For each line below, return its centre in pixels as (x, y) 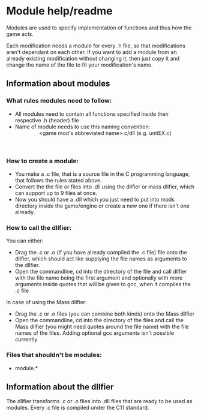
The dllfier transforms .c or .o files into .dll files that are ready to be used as (99, 401)
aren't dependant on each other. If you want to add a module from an (91, 52)
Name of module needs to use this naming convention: (82, 127)
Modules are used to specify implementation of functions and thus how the (99, 28)
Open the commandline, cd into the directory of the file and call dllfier (101, 272)
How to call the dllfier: (39, 227)
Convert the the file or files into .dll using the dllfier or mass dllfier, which (105, 187)
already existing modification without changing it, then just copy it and (93, 58)
